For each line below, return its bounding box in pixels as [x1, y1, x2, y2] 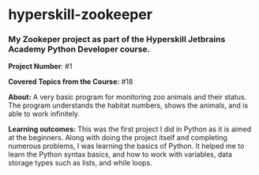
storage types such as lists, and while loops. [8, 158, 152, 168]
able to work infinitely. [8, 109, 81, 119]
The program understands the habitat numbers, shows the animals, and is [8, 101, 249, 110]
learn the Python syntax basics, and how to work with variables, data [8, 150, 233, 159]
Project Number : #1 [8, 62, 73, 71]
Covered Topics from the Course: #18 [8, 77, 133, 86]
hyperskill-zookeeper [8, 6, 152, 24]
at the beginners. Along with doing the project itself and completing [8, 133, 227, 143]
